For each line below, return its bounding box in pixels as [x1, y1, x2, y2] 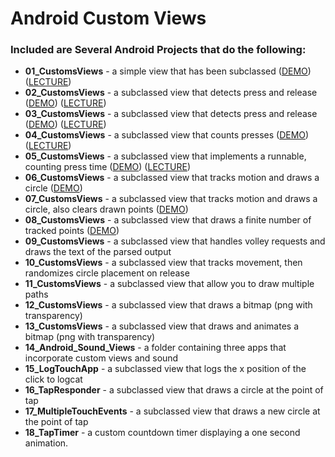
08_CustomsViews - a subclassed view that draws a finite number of [24, 214, 312, 226]
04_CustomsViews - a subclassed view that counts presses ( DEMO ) [24, 129, 310, 141]
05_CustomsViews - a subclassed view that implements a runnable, [24, 150, 307, 162]
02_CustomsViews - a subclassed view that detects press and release [24, 87, 318, 99]
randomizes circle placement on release [24, 267, 190, 279]
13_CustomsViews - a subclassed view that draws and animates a [24, 320, 300, 332]
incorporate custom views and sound [24, 352, 179, 364]
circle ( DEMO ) [24, 182, 83, 194]
